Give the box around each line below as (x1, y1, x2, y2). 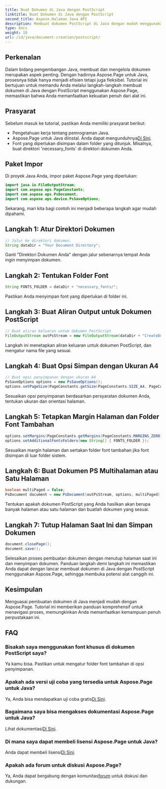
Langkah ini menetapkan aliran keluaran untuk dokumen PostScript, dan (5, 342, 152, 348)
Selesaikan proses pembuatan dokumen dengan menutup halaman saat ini (5, 555, 157, 561)
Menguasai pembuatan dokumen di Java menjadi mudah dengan (5, 598, 137, 604)
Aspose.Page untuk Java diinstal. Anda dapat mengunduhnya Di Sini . (12, 135, 152, 141)
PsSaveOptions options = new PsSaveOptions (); (5, 379, 103, 384)
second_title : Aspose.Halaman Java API (5, 16, 87, 21)
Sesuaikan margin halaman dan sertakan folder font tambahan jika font (5, 447, 149, 453)
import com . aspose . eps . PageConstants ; (5, 187, 85, 192)
